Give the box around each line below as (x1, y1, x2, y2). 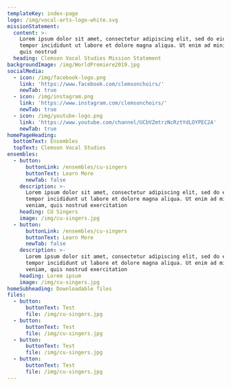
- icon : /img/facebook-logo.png (13, 74, 107, 81)
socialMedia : (7, 67, 45, 74)
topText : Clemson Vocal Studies (13, 144, 107, 151)
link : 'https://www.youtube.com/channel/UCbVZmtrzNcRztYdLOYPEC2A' (19, 118, 217, 126)
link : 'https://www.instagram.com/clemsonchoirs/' (19, 100, 168, 107)
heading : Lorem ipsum (19, 272, 81, 279)
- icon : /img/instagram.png (13, 94, 94, 100)
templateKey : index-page (7, 10, 78, 17)
